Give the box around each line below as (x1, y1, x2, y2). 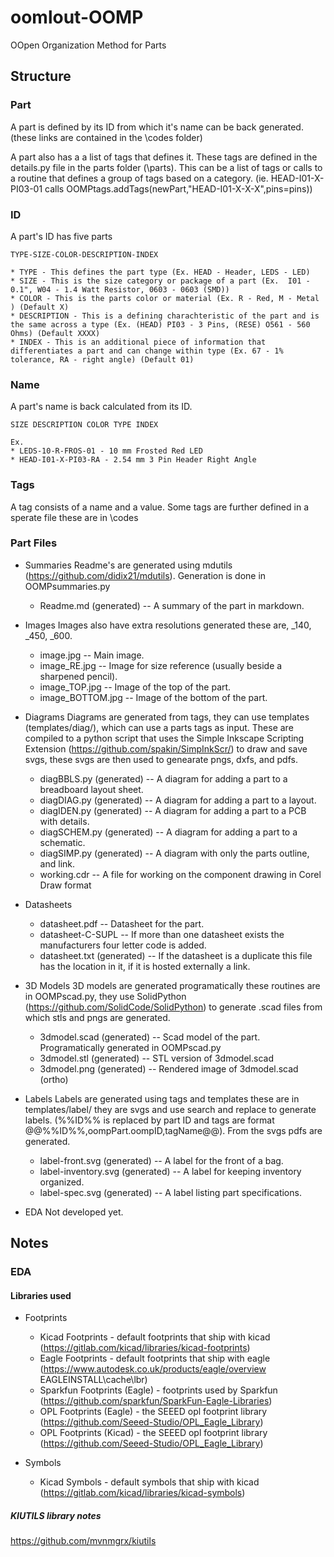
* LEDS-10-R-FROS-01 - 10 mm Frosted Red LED (10, 446, 203, 456)
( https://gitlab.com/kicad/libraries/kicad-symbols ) (39, 1487, 246, 1499)
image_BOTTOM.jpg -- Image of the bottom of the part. (39, 691, 268, 703)
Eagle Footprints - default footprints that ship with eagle (39, 1352, 271, 1365)
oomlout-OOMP (10, 6, 144, 29)
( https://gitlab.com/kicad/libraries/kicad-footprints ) (39, 1342, 251, 1354)
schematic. (39, 836, 86, 848)
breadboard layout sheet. (39, 783, 144, 795)
